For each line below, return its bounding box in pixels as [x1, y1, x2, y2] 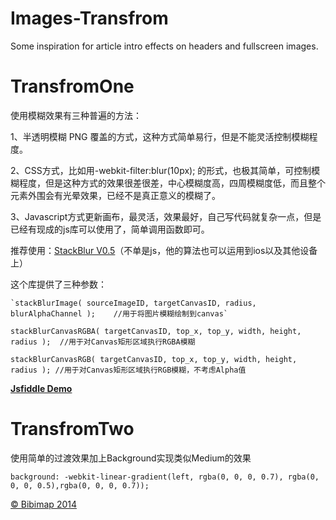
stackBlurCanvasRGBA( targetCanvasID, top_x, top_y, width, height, [10, 326, 302, 336]
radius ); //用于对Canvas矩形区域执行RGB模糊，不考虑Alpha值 [10, 365, 247, 375]
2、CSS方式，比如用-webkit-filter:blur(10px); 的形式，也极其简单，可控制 [10, 164, 312, 176]
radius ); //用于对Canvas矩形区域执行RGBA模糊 [10, 337, 196, 347]
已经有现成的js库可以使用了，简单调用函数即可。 [10, 223, 210, 235]
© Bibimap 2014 [10, 498, 77, 510]
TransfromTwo [10, 418, 135, 441]
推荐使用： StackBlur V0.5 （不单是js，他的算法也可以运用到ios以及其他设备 [10, 244, 318, 256]
